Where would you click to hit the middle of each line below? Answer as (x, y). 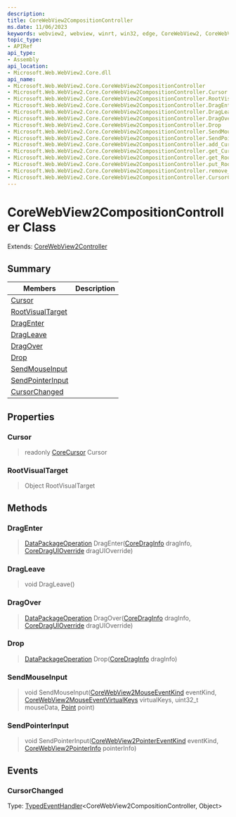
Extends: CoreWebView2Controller (57, 246)
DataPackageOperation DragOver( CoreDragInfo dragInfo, (107, 618)
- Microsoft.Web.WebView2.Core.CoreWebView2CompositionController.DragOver (120, 118)
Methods (27, 508)
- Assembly (23, 60)
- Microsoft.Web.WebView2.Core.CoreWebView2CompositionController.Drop (114, 125)
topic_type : (25, 40)
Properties (31, 417)
